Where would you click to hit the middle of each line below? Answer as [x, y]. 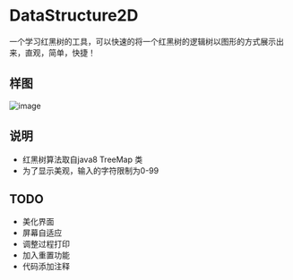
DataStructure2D [74, 16]
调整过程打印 [46, 244]
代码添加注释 [46, 267]
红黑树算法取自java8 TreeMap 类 [82, 159]
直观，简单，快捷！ [60, 52]
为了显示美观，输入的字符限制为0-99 [90, 170]
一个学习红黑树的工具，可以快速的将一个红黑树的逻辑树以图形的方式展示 [142, 41]
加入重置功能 [46, 255]
